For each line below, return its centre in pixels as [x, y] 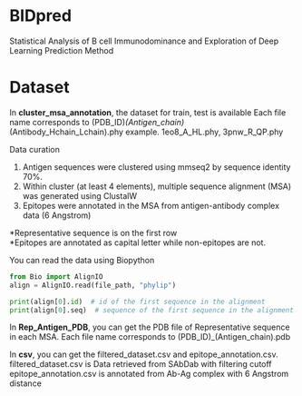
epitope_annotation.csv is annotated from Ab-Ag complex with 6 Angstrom [149, 374]
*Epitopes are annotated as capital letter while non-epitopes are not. [137, 243]
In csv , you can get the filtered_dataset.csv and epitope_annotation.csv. [144, 354]
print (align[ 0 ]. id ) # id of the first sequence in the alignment [137, 302]
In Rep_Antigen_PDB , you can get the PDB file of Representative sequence [150, 327]
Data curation [35, 149]
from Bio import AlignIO [56, 277]
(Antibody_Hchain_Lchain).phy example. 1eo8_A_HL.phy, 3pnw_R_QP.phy [146, 132]
